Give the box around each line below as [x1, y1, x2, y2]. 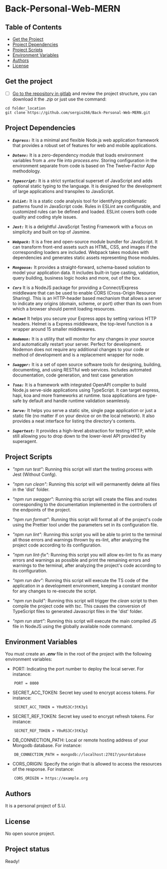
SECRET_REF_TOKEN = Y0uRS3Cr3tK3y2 [14, 728, 88, 733]
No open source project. [5, 830, 55, 836]
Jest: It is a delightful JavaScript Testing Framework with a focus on [12, 223, 153, 229]
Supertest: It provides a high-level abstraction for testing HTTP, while [12, 427, 156, 433]
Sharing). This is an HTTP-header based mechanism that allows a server [12, 295, 162, 301]
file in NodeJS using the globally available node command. [12, 623, 133, 629]
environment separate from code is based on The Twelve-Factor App [12, 162, 155, 168]
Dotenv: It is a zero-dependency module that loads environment [12, 152, 144, 158]
